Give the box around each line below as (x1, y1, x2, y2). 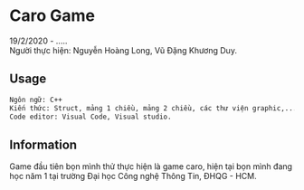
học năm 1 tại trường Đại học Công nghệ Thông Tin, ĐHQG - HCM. (9, 171, 257, 182)
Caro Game (9, 5, 95, 26)
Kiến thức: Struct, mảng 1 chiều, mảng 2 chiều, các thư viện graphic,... (9, 103, 298, 113)
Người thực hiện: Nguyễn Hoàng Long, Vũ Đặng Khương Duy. (9, 44, 238, 55)
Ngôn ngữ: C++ (9, 95, 63, 104)
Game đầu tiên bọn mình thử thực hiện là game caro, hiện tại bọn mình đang (9, 161, 292, 172)
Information (9, 137, 78, 152)
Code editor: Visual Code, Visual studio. (9, 112, 172, 121)
